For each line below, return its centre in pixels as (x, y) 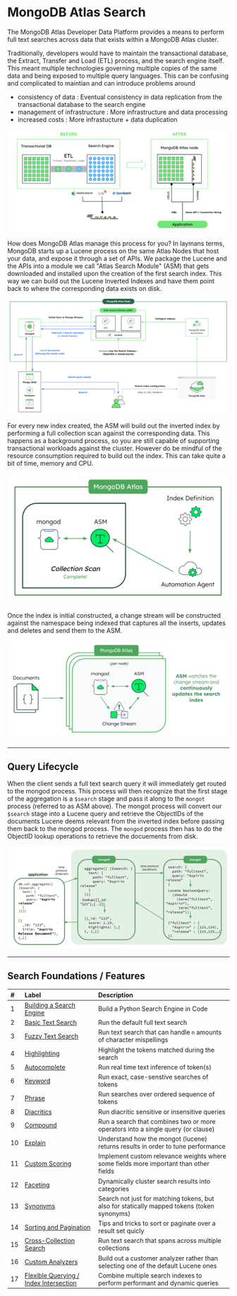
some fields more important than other (154, 1164)
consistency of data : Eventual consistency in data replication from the (120, 97)
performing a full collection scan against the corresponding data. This (109, 433)
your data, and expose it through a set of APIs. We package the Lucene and (117, 258)
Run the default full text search (142, 1023)
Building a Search (50, 1005)
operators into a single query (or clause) (156, 1129)
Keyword (37, 1081)
